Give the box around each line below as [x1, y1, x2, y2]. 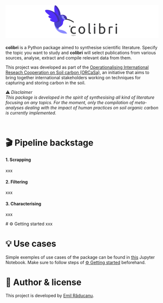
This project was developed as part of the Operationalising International [5, 64, 149, 70]
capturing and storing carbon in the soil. [5, 80, 86, 86]
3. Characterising [5, 200, 42, 207]
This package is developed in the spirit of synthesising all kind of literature [5, 94, 155, 100]
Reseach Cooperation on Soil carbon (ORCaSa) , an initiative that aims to [5, 69, 149, 75]
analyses [5, 105, 24, 110]
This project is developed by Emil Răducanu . [5, 293, 94, 299]
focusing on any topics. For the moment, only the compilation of [5, 99, 134, 105]
